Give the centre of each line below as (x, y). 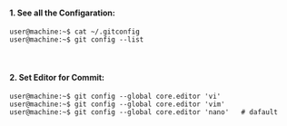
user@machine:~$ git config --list (77, 40)
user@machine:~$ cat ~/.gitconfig (75, 32)
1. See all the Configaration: (62, 13)
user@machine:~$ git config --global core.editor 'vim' (117, 104)
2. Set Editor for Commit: (57, 77)
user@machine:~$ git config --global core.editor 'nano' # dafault (144, 112)
